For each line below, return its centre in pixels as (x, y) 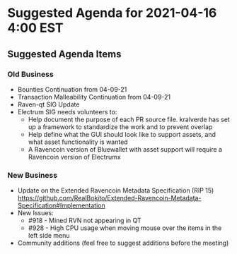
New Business (33, 175)
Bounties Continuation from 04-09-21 (72, 89)
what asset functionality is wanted (78, 142)
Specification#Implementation (61, 205)
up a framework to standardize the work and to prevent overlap (120, 127)
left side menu (49, 236)
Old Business (31, 74)
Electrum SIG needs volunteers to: (67, 111)
